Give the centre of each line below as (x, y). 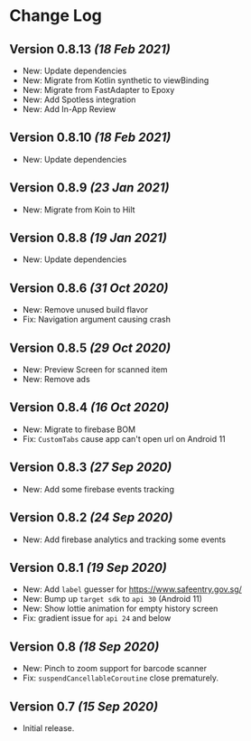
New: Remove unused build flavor (85, 310)
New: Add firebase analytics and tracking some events (124, 539)
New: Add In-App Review (69, 109)
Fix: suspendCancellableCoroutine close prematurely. (121, 678)
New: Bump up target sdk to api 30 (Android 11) (112, 599)
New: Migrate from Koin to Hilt (79, 210)
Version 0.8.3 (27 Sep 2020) (91, 468)
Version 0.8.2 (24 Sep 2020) (91, 517)
